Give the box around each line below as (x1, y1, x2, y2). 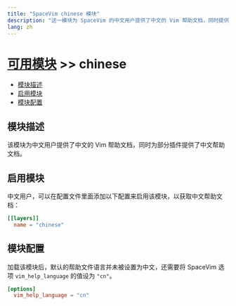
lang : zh (7, 23, 33, 30)
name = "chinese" (13, 221, 65, 229)
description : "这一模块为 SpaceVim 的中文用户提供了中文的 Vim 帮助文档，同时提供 (7, 17, 230, 24)
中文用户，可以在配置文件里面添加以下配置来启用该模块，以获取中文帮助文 (7, 191, 223, 200)
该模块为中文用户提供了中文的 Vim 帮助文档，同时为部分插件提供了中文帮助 (7, 141, 225, 149)
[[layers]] (7, 215, 39, 222)
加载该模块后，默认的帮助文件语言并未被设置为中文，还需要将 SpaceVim (7, 262, 217, 271)
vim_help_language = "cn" (13, 292, 90, 299)
